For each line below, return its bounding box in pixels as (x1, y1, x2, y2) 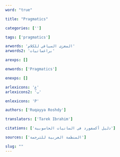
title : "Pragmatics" (5, 16, 49, 22)
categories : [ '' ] (5, 26, 42, 31)
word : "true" (5, 7, 33, 13)
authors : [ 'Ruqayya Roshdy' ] (5, 108, 66, 113)
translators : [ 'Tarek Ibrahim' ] (5, 117, 73, 122)
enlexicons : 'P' (5, 99, 39, 104)
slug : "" (5, 144, 24, 149)
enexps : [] (5, 75, 28, 81)
